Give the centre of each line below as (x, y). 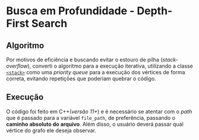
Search (49, 23)
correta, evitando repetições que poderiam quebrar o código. (81, 79)
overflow (17, 66)
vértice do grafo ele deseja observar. (51, 130)
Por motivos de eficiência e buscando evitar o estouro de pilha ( (84, 60)
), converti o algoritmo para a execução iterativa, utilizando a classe (110, 66)
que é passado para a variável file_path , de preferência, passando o (91, 117)
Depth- (155, 11)
